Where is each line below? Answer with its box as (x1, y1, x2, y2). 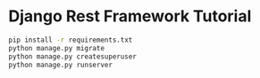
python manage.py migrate (8, 43, 105, 52)
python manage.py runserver (8, 60, 113, 69)
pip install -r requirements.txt (8, 35, 133, 44)
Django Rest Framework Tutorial (8, 6, 252, 27)
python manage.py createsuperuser (8, 51, 138, 61)
